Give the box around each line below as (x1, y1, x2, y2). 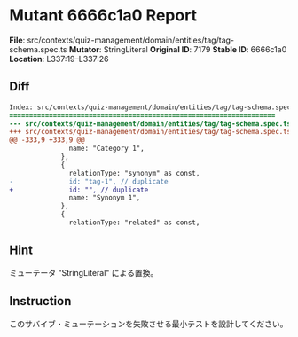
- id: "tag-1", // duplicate (9, 176, 169, 186)
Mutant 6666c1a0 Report (9, 5, 198, 26)
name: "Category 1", (68, 144, 145, 153)
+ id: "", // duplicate (9, 185, 149, 194)
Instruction (9, 294, 72, 309)
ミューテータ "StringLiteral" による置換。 (9, 267, 159, 278)
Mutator (68, 43, 100, 54)
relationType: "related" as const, (68, 218, 200, 227)
